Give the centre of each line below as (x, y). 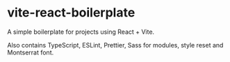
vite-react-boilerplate (71, 13)
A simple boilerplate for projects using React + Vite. (81, 32)
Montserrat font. (31, 52)
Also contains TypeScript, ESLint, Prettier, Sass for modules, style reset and (115, 45)
